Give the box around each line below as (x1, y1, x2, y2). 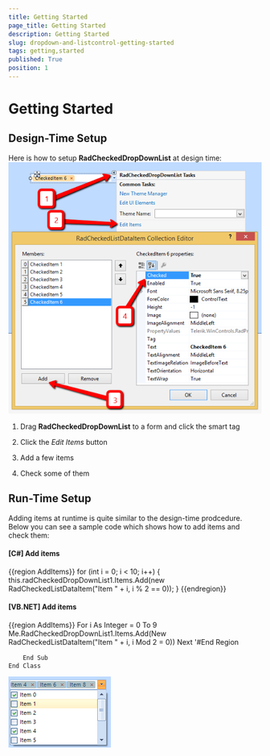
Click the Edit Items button (19, 437, 108, 447)
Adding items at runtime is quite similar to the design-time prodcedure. (8, 513, 243, 523)
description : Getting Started (8, 30, 110, 38)
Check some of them (19, 468, 90, 478)
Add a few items (19, 452, 75, 463)
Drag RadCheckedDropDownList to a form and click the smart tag (19, 422, 240, 431)
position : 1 (8, 64, 48, 73)
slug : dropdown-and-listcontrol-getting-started (8, 39, 174, 47)
